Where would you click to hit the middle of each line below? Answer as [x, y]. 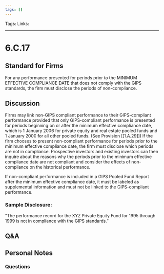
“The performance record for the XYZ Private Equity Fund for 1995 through [80, 215]
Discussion [22, 103]
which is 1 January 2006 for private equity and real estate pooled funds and [81, 131]
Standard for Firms [34, 66]
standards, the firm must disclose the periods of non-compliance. [71, 88]
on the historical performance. [60, 167]
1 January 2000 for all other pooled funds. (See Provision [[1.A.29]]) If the [79, 136]
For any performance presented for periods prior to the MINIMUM [71, 78]
